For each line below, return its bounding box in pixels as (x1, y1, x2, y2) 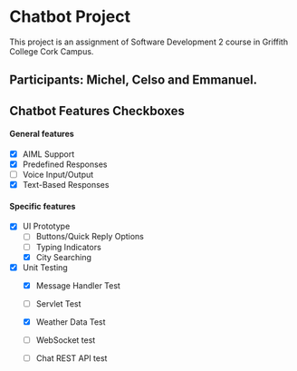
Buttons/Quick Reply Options (35, 231, 145, 242)
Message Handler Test (35, 279, 120, 291)
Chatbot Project (9, 6, 131, 27)
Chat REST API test (35, 352, 108, 364)
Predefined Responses (22, 159, 108, 170)
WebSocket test (35, 334, 96, 346)
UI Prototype (22, 220, 71, 232)
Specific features (9, 200, 76, 211)
